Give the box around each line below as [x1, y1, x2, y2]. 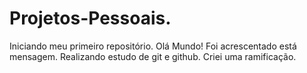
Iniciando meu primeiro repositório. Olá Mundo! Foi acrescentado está [9, 40, 297, 52]
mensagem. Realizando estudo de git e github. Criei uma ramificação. [9, 50, 297, 62]
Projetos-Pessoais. [9, 7, 172, 30]
